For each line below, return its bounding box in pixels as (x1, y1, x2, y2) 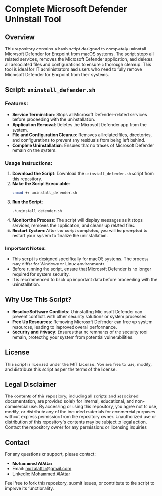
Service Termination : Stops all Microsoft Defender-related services (12, 111, 147, 117)
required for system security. (12, 271, 70, 277)
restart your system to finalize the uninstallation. (12, 232, 108, 238)
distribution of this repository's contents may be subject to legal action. (5, 419, 147, 425)
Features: (5, 100, 28, 107)
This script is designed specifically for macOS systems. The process (12, 256, 149, 262)
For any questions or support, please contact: (5, 451, 96, 457)
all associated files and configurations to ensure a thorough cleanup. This (5, 62, 151, 67)
